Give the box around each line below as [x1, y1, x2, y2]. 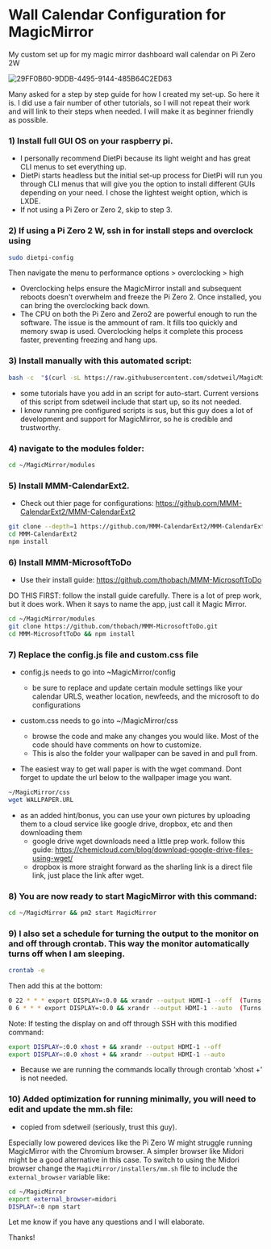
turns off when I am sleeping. [8, 948, 125, 959]
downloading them [19, 827, 83, 837]
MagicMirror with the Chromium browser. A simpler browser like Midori [8, 1146, 244, 1155]
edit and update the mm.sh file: [8, 1104, 134, 1115]
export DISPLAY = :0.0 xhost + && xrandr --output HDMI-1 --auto [8, 1051, 226, 1059]
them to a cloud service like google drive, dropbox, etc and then [19, 819, 233, 829]
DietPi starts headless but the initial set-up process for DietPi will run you [19, 171, 263, 181]
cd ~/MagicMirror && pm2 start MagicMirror [8, 909, 157, 917]
